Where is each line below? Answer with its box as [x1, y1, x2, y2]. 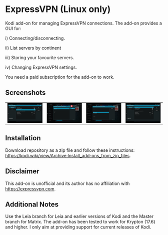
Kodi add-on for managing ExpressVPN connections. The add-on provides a [5, 20, 162, 26]
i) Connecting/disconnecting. [5, 35, 65, 41]
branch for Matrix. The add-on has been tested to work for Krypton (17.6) [5, 219, 155, 225]
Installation [5, 134, 41, 142]
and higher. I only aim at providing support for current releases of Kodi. [5, 224, 151, 230]
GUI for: [5, 25, 21, 31]
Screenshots [5, 89, 46, 97]
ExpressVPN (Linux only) [5, 4, 111, 15]
